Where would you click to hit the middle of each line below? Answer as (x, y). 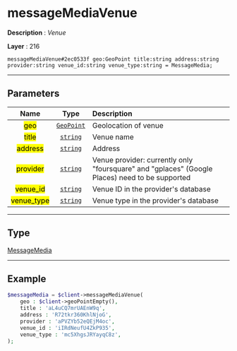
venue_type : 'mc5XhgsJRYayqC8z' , (71, 334)
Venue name (113, 137)
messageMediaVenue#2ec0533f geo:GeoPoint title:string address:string (113, 59)
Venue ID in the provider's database (152, 189)
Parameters (34, 94)
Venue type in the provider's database (155, 201)
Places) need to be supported (141, 177)
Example (27, 279)
